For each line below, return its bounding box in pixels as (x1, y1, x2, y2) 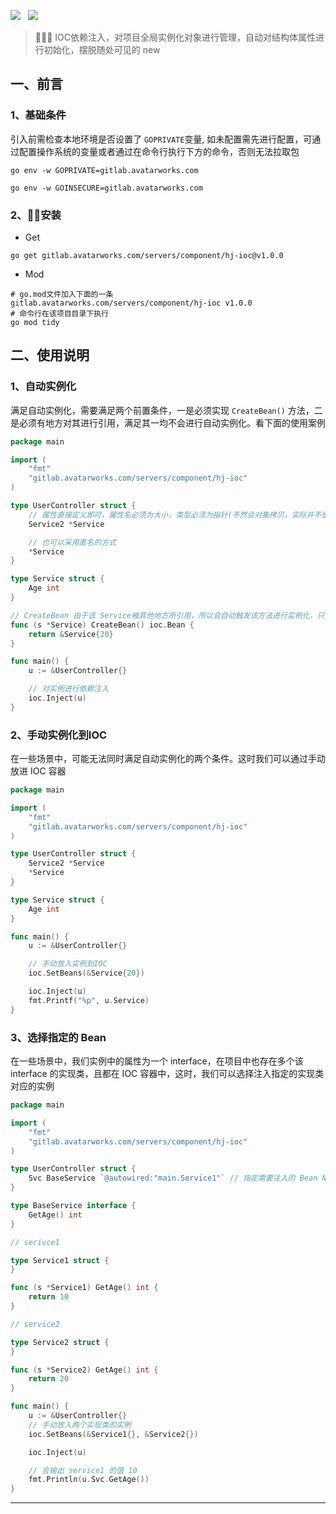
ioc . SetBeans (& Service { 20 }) (28, 968, 145, 979)
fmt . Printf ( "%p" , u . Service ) (28, 995, 150, 1005)
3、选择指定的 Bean (10, 1030, 107, 1044)
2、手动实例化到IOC (10, 728, 108, 742)
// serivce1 (10, 1237, 60, 1247)
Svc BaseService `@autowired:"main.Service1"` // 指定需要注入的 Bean (28, 1173, 318, 1184)
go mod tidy (10, 317, 60, 327)
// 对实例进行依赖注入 (28, 684, 110, 694)
